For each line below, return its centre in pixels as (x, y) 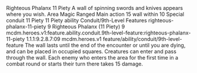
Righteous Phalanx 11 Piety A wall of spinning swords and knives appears (95, 8)
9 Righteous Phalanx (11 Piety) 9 (86, 27)
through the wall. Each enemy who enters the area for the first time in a (92, 58)
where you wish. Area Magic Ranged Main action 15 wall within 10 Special (95, 14)
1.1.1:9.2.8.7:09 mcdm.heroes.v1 (64, 39)
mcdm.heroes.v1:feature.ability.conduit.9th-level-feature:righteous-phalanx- (98, 33)
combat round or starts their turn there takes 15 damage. (74, 64)
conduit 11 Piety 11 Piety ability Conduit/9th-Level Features (76, 20)
